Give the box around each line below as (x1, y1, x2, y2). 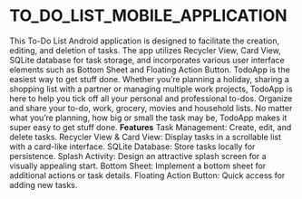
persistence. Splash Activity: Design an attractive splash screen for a (9, 150, 267, 161)
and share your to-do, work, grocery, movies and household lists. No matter (9, 102, 293, 113)
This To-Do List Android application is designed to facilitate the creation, (9, 35, 280, 46)
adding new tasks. (9, 179, 78, 190)
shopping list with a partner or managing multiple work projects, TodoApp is (9, 83, 293, 94)
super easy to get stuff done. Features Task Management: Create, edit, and (9, 121, 292, 132)
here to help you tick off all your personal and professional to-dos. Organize (9, 92, 293, 104)
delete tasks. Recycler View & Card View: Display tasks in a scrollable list (9, 131, 282, 142)
